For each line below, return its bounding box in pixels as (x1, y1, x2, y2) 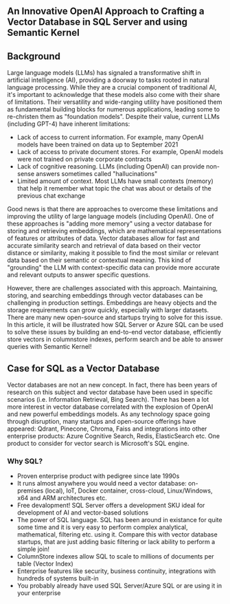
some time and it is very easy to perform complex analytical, (16, 523, 188, 532)
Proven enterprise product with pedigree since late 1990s (16, 472, 180, 480)
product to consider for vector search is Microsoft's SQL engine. (7, 440, 189, 448)
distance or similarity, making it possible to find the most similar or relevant (7, 249, 219, 257)
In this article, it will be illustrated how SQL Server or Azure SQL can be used (7, 321, 224, 329)
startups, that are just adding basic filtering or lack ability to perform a (16, 538, 216, 546)
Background (7, 50, 60, 62)
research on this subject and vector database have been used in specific (7, 388, 213, 396)
